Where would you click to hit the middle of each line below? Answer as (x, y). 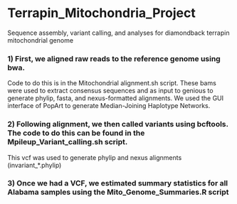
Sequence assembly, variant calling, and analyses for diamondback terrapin (118, 33)
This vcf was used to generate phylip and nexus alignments (95, 157)
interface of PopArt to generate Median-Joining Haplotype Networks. (109, 106)
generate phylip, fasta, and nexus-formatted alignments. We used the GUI (116, 98)
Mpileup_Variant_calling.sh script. (68, 142)
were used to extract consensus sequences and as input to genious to (110, 91)
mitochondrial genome (40, 40)
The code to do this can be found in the (76, 133)
